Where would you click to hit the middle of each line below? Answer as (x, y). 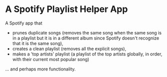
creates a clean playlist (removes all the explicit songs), (69, 48)
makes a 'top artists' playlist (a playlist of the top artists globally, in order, (87, 54)
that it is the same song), (38, 43)
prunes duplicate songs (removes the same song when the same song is (87, 32)
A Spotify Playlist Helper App (67, 9)
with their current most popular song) (51, 59)
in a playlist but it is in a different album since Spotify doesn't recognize (86, 38)
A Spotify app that (24, 23)
